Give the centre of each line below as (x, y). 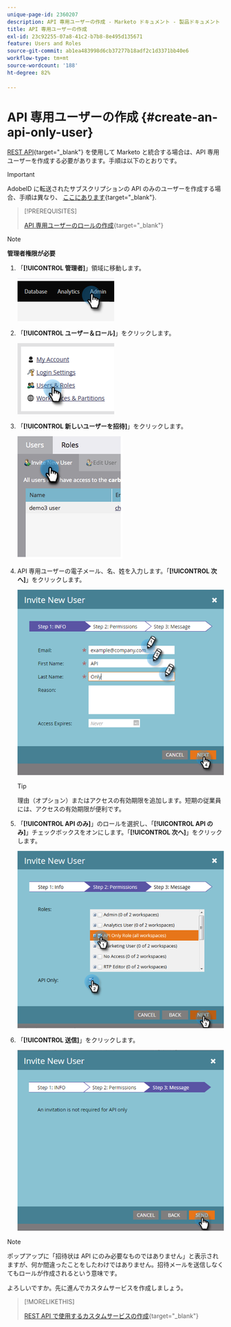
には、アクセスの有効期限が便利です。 (71, 809)
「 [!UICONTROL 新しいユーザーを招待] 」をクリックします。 (102, 426)
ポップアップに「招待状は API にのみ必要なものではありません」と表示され (113, 1256)
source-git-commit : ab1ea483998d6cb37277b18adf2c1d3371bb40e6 (98, 51)
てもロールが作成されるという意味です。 (64, 1273)
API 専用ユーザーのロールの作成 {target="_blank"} (93, 226)
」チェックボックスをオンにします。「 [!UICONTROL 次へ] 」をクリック (124, 832)
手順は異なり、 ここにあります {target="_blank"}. (88, 197)
